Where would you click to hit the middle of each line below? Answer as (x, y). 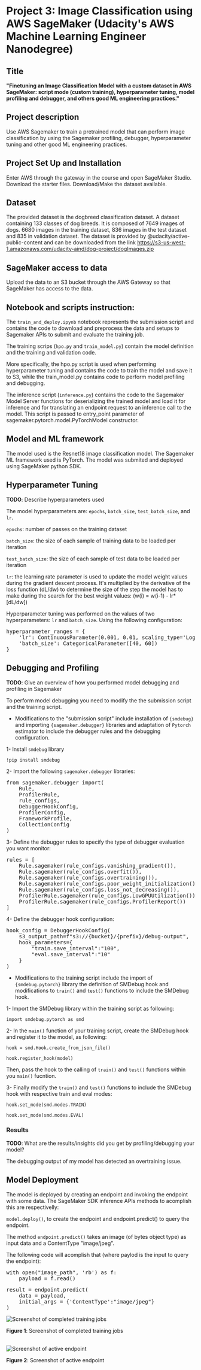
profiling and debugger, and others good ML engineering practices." (93, 98)
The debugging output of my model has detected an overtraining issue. (94, 1161)
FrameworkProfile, (46, 818)
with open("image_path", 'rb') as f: (62, 1272)
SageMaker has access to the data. (50, 289)
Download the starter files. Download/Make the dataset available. (87, 184)
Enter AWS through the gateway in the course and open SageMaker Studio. (99, 177)
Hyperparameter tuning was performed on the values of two (80, 613)
